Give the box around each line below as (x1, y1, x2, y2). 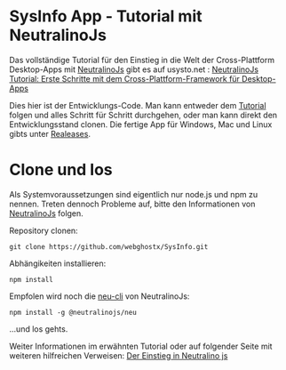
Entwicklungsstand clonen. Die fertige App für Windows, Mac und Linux (9, 118, 273, 130)
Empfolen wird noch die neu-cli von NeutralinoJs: (9, 291, 190, 302)
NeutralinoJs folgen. (9, 207, 84, 219)
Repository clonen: (9, 225, 78, 236)
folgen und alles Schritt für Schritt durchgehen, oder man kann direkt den (9, 109, 278, 120)
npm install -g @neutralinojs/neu (9, 308, 138, 317)
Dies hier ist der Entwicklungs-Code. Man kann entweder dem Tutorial (9, 100, 266, 110)
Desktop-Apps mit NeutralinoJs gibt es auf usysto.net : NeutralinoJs (9, 64, 259, 75)
